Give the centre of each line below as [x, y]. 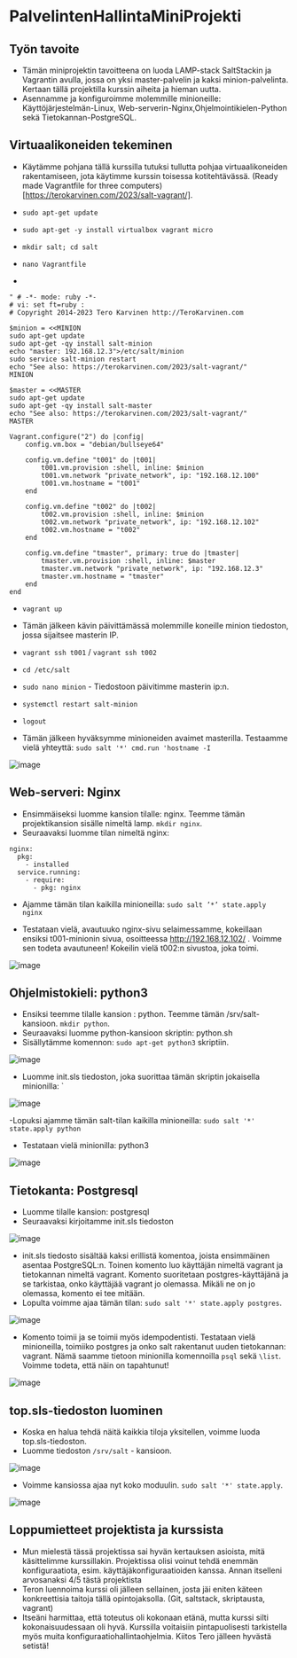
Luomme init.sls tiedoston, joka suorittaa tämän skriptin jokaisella [141, 1077]
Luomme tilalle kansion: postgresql [86, 1212]
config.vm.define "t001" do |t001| [91, 460]
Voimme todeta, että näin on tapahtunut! [96, 1365]
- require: [45, 880]
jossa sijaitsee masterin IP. [70, 635]
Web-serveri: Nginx [65, 792]
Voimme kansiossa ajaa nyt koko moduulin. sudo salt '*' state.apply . [152, 1485]
